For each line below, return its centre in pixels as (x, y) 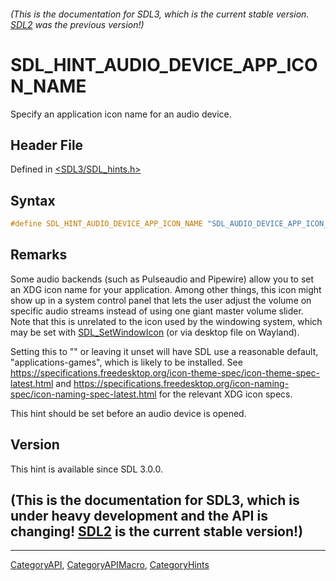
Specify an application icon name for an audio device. (121, 114)
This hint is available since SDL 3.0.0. (86, 469)
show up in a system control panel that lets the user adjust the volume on (161, 300)
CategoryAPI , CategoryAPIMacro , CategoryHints (110, 565)
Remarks (39, 255)
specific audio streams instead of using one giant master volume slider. (157, 311)
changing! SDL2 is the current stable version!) (157, 531)
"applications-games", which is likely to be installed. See (126, 362)
